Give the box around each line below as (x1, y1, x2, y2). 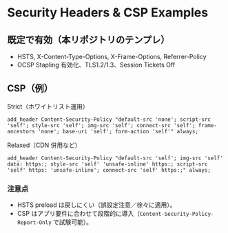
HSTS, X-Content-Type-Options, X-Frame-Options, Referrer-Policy (17, 53, 207, 60)
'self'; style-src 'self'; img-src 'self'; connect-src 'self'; (7, 122, 196, 129)
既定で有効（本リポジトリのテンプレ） (7, 34, 170, 45)
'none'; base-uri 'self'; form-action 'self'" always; (37, 128, 198, 135)
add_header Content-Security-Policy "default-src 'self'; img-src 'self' (7, 155, 224, 162)
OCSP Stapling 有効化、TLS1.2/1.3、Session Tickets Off (17, 60, 176, 69)
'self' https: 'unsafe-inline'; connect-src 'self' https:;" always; (7, 166, 211, 173)
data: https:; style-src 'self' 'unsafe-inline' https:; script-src (7, 160, 208, 168)
